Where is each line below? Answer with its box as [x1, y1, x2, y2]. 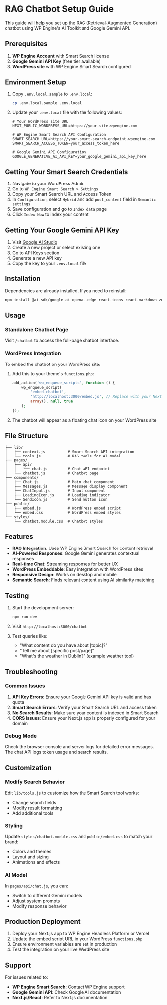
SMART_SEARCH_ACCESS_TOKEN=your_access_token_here [12, 141, 120, 146]
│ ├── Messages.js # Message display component [5, 484, 128, 489]
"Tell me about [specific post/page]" [19, 648, 94, 654]
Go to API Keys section [12, 250, 60, 256]
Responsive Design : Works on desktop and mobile [12, 572, 117, 578]
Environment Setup [5, 78, 66, 87]
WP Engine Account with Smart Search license [12, 53, 109, 59]
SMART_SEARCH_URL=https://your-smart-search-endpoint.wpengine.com [12, 137, 155, 142]
